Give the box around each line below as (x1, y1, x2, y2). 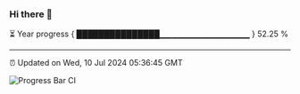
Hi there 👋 (9, 8, 54, 20)
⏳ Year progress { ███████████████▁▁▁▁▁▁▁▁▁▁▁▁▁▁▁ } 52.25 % (9, 28, 288, 39)
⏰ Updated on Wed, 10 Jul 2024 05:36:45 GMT (9, 58, 183, 68)
